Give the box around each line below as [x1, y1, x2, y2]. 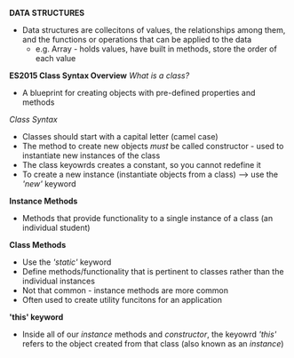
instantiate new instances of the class [21, 150, 161, 161]
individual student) [21, 222, 91, 233]
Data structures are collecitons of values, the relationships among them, [21, 25, 286, 35]
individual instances [21, 275, 96, 286]
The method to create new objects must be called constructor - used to [21, 141, 284, 151]
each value [35, 53, 76, 63]
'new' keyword [21, 179, 77, 189]
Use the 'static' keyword [21, 257, 112, 267]
